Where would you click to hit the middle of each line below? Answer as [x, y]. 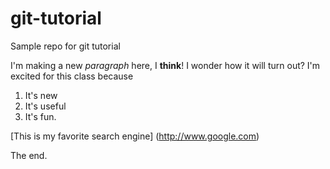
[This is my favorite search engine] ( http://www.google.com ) [135, 136]
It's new [41, 95]
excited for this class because [72, 76]
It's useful [45, 106]
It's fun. [40, 116]
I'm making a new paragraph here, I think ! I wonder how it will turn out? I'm [165, 65]
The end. [29, 155]
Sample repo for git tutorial [65, 46]
